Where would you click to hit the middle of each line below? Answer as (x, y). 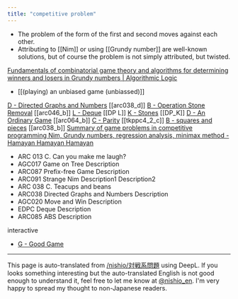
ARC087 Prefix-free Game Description (73, 171)
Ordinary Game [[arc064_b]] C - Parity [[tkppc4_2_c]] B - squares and (110, 120)
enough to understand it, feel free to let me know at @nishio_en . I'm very (113, 281)
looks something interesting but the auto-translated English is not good (111, 273)
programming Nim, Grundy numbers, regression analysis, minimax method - (118, 135)
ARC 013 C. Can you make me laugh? (72, 156)
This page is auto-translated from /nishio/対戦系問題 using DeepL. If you (113, 265)
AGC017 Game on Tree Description (68, 164)
